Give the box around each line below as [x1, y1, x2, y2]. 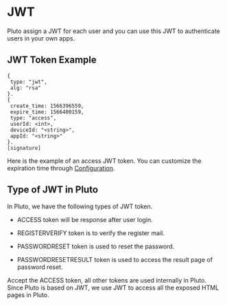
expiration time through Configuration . [7, 164, 115, 172]
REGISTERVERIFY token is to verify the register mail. [16, 228, 165, 237]
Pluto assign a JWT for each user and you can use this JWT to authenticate [7, 27, 221, 35]
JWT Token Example [7, 54, 97, 66]
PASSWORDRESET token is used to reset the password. [16, 242, 175, 250]
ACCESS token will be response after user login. [16, 215, 153, 223]
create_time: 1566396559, [10, 102, 84, 109]
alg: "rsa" [10, 84, 41, 91]
